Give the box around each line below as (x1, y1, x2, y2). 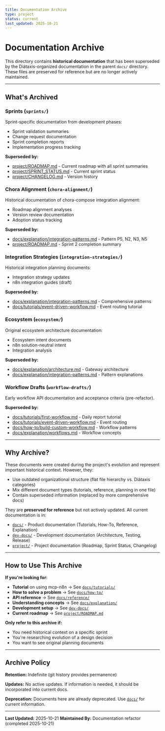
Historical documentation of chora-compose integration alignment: (5, 197, 140, 203)
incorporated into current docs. (5, 686, 69, 692)
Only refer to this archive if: (5, 619, 62, 625)
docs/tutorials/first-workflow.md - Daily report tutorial (12, 414, 121, 420)
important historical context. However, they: (5, 467, 94, 473)
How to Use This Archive (5, 561, 82, 570)
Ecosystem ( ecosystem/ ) (5, 316, 63, 323)
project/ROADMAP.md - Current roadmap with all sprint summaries (12, 163, 148, 169)
